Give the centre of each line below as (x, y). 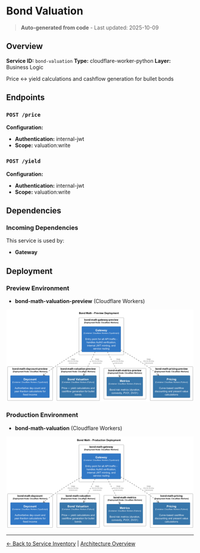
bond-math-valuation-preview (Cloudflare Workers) (80, 301)
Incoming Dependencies (42, 228)
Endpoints (26, 98)
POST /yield (24, 161)
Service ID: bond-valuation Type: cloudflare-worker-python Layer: (89, 60)
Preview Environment (38, 288)
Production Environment (42, 415)
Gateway (26, 252)
